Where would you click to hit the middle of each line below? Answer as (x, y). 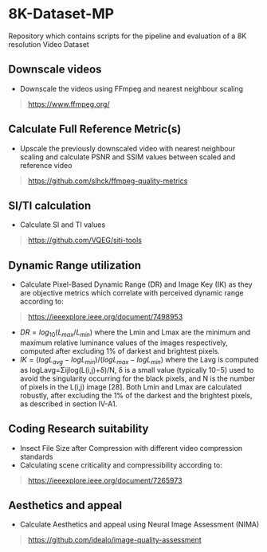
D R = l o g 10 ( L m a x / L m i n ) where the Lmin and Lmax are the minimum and (135, 333)
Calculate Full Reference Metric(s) (95, 129)
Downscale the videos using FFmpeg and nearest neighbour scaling (132, 88)
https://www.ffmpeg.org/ (69, 104)
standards (36, 456)
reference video (46, 165)
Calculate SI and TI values (63, 225)
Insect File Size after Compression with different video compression (131, 448)
